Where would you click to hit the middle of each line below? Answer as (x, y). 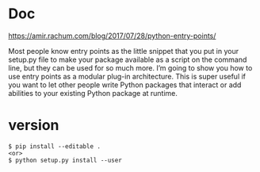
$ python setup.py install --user (65, 160)
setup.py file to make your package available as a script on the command (128, 59)
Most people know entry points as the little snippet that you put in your (124, 51)
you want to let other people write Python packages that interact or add (125, 85)
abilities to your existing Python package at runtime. (93, 93)
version (34, 126)
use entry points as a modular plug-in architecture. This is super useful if (127, 76)
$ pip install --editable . (55, 146)
